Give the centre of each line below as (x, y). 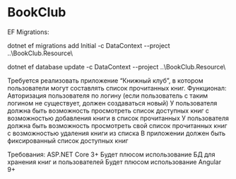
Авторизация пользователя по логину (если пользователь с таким (108, 96)
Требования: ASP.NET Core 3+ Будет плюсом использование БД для (111, 154)
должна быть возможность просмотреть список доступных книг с (108, 110)
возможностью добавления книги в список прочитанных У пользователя (118, 118)
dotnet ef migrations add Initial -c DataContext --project (89, 45)
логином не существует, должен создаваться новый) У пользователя (112, 103)
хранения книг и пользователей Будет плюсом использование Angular (114, 162)
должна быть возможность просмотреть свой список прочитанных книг (117, 125)
